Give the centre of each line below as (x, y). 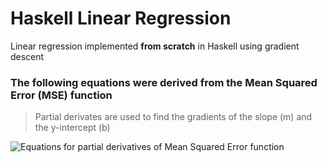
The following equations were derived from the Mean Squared (164, 82)
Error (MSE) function (61, 95)
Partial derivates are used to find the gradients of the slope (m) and (173, 117)
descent (27, 56)
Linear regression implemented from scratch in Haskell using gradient (155, 46)
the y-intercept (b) (72, 128)
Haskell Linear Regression (121, 18)
